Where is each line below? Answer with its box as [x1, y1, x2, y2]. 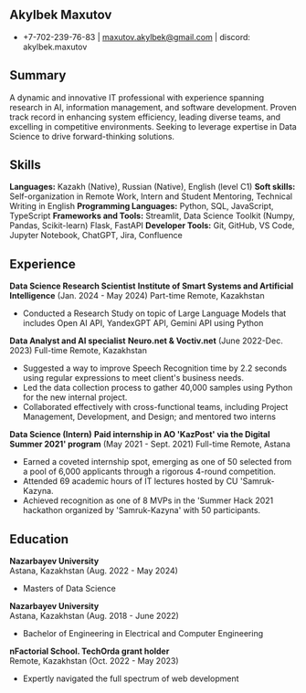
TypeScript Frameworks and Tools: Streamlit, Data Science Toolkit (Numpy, [9, 210, 295, 222]
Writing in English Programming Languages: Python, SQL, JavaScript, [9, 201, 274, 212]
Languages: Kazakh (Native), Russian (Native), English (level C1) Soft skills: [9, 182, 296, 193]
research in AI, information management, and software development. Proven [9, 101, 297, 112]
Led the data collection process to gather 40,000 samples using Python [22, 383, 293, 394]
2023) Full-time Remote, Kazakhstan [9, 345, 148, 356]
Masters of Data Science [22, 583, 116, 594]
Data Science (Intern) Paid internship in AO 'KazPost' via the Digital [9, 429, 270, 440]
